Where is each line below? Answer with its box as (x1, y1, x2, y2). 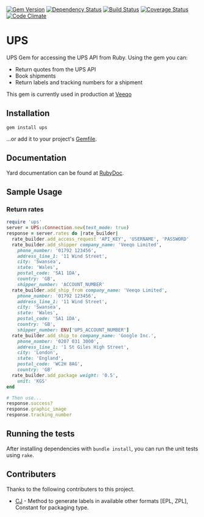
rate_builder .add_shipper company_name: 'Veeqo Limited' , (12, 241, 163, 248)
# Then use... (6, 395, 43, 401)
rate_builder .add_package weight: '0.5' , (12, 372, 119, 378)
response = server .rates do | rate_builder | (6, 230, 119, 237)
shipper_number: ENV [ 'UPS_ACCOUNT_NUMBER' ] (17, 327, 130, 333)
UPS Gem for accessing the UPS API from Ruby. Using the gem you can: (6, 54, 188, 61)
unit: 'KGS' (17, 378, 47, 384)
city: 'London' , (17, 350, 59, 356)
